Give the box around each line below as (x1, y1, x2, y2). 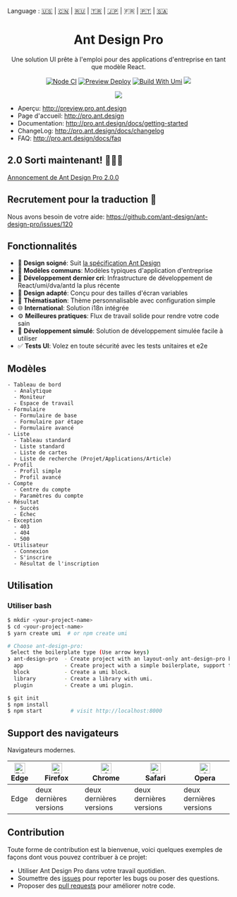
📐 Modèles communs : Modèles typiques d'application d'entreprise (17, 267, 213, 275)
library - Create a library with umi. (13, 675, 153, 682)
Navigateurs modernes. (7, 746, 76, 755)
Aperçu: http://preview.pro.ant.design (17, 104, 127, 112)
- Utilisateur (7, 542, 49, 549)
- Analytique (13, 388, 52, 395)
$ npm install (7, 701, 49, 708)
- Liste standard (13, 443, 65, 451)
